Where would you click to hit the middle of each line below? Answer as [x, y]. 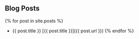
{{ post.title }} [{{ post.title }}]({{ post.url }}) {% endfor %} [73, 31]
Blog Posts [22, 8]
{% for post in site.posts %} [34, 21]
